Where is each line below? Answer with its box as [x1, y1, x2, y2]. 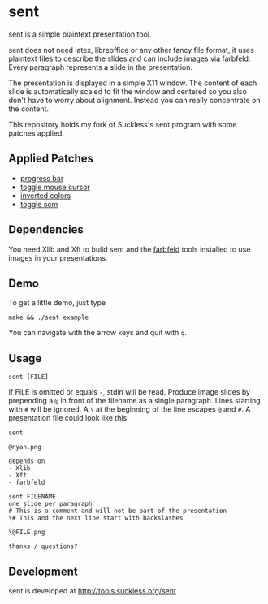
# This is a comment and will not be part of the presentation [8, 507, 227, 516]
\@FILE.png [8, 528, 45, 537]
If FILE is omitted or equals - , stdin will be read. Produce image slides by [8, 387, 250, 397]
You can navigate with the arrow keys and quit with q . [8, 328, 187, 338]
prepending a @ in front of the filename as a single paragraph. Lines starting [8, 396, 262, 406]
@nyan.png [8, 443, 42, 451]
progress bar [19, 173, 64, 183]
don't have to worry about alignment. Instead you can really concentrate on [8, 95, 261, 105]
